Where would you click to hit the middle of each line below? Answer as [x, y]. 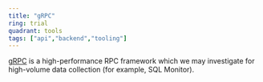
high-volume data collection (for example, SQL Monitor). [101, 70]
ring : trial [28, 23]
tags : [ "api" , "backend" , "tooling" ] [68, 38]
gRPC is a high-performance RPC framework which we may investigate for [131, 61]
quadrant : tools [35, 31]
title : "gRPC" [32, 16]
